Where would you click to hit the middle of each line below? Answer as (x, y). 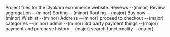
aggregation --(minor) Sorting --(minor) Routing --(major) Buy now (76, 13)
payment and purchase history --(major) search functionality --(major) (79, 29)
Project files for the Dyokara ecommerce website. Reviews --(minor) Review (85, 7)
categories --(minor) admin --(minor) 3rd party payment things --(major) (82, 23)
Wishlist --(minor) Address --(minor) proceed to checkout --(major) (93, 18)
